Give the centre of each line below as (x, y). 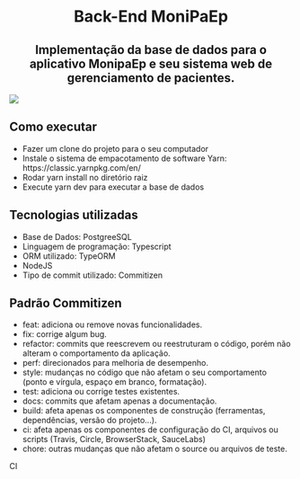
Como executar (53, 127)
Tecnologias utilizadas (74, 215)
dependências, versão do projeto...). (89, 421)
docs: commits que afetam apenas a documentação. (119, 401)
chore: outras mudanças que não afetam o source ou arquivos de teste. (154, 449)
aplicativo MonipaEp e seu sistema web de (151, 63)
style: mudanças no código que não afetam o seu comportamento (145, 373)
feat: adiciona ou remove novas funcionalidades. (112, 324)
